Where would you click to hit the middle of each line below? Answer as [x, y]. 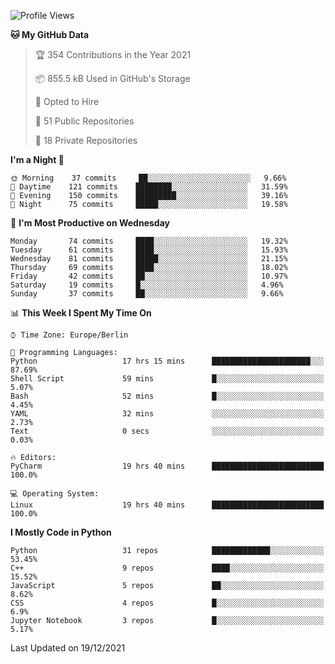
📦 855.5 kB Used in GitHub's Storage [112, 78]
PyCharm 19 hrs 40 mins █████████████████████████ [167, 466]
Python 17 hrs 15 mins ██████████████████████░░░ [167, 361]
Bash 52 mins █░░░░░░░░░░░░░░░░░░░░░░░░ [167, 396]
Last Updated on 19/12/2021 [68, 648]
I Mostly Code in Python [61, 532]
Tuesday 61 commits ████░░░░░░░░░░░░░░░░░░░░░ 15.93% [149, 250]
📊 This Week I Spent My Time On [81, 313]
